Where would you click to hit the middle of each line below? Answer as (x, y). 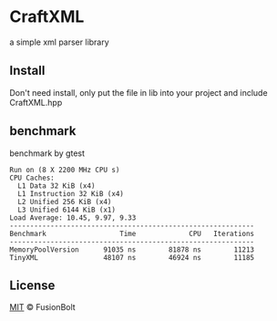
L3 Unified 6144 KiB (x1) (67, 210)
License (32, 285)
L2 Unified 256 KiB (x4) (65, 202)
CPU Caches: (32, 178)
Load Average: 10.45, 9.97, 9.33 (73, 217)
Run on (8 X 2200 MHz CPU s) (65, 170)
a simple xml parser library (59, 42)
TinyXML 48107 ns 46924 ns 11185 (132, 257)
